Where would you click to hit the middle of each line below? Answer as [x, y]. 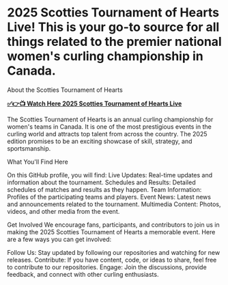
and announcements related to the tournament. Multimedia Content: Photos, [114, 204]
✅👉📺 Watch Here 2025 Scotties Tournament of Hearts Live [95, 103]
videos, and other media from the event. [63, 211]
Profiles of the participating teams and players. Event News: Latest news [109, 197]
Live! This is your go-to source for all [113, 27]
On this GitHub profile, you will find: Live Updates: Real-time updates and [110, 175]
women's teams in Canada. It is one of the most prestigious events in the [109, 126]
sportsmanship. [29, 148]
